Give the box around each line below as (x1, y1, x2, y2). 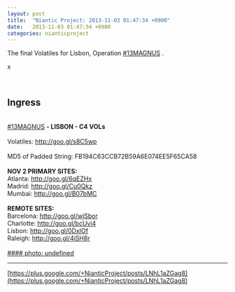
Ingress (7, 96, 41, 109)
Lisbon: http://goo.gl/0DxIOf (7, 227, 89, 235)
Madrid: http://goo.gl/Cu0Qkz (7, 182, 93, 190)
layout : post (7, 10, 45, 18)
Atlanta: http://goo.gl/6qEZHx (7, 174, 92, 183)
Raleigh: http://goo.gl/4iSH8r (7, 234, 90, 242)
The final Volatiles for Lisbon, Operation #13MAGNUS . (7, 49, 164, 57)
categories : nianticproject (7, 29, 90, 37)
